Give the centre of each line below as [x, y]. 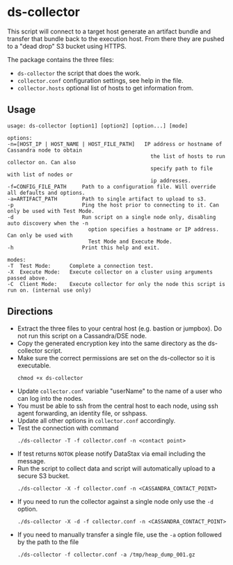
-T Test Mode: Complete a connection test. [81, 266]
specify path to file [182, 168]
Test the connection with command [68, 428]
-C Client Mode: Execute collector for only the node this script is [116, 284]
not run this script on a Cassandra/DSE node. [82, 335]
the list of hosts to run [188, 156]
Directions [30, 311]
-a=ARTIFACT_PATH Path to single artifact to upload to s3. [107, 199]
